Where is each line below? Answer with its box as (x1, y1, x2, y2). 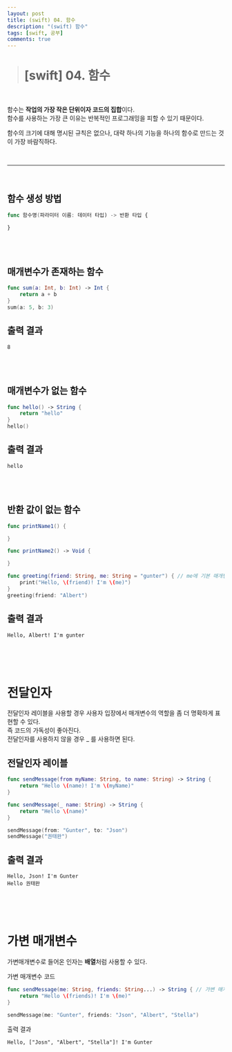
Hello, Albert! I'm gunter (7, 631, 85, 639)
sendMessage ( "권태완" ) (7, 833, 68, 840)
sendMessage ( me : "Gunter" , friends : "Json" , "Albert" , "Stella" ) (7, 1011, 200, 1018)
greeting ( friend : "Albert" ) (7, 592, 88, 599)
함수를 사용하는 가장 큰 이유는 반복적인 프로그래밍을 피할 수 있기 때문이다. (7, 114, 204, 123)
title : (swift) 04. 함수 (7, 17, 76, 24)
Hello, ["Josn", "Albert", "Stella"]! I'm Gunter (7, 1039, 153, 1046)
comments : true (7, 36, 51, 43)
